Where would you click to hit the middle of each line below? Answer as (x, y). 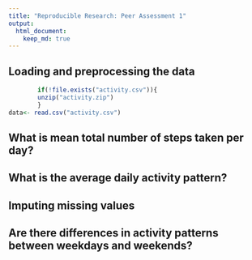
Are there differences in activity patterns (113, 233)
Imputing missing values (72, 205)
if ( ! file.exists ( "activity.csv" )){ (98, 90)
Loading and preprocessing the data (102, 71)
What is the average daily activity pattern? (118, 178)
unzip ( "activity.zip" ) (76, 97)
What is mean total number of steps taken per (126, 137)
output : (21, 23)
